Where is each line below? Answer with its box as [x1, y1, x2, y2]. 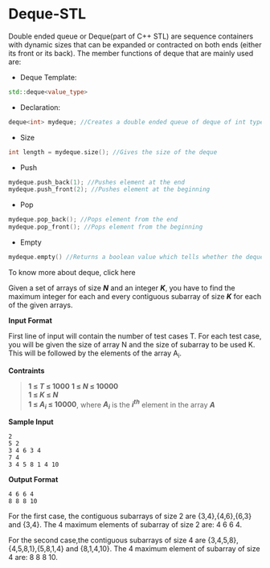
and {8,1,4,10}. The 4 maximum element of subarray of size [65, 544, 260, 554]
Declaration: [19, 102, 61, 112]
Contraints [8, 366, 45, 375]
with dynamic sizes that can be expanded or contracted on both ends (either [8, 39, 262, 49]
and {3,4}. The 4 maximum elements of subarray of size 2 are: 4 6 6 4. [8, 520, 243, 529]
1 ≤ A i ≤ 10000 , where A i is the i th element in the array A [27, 398, 215, 412]
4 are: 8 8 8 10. [8, 553, 59, 562]
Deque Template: [19, 72, 77, 82]
